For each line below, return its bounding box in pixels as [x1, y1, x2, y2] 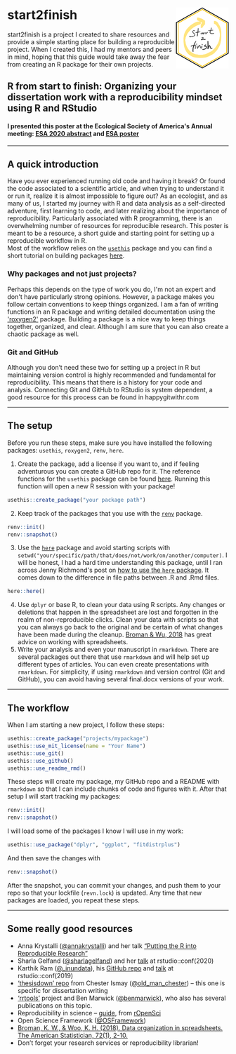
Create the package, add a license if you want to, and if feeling [17, 460, 199, 468]
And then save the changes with [7, 854, 100, 862]
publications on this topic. [17, 1001, 93, 1010]
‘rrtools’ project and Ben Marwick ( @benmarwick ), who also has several [17, 994, 226, 1002]
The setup [7, 420, 53, 432]
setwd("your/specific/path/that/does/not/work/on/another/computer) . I [17, 551, 228, 559]
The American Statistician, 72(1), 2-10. [17, 1031, 129, 1039]
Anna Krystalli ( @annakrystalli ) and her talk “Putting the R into [17, 941, 197, 950]
